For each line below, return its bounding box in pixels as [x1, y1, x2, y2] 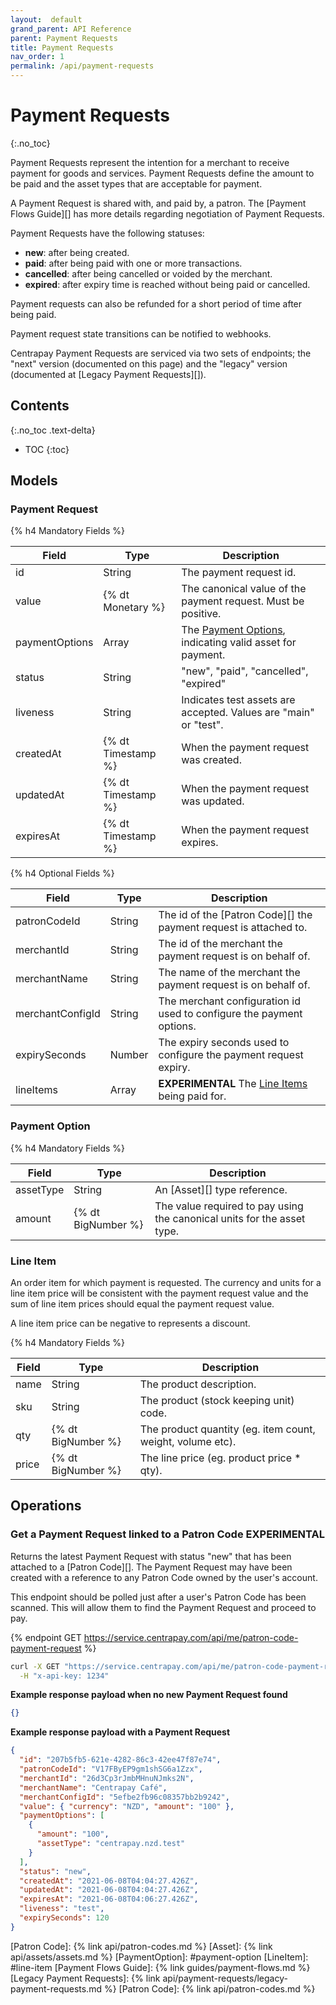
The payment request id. [181, 566, 297, 580]
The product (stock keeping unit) [139, 1394, 295, 1408]
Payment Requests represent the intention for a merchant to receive [10, 156, 290, 168]
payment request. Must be [181, 594, 305, 608]
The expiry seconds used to [158, 1036, 290, 1050]
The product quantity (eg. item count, [139, 1422, 316, 1436]
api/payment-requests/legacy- [162, 1972, 288, 1984]
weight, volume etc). [139, 1435, 237, 1449]
